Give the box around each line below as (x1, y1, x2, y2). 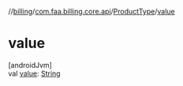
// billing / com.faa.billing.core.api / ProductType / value (8, 7, 175, 16)
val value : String (8, 69, 61, 78)
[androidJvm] (8, 60, 53, 69)
